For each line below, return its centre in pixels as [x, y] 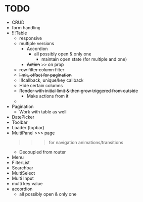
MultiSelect [23, 173]
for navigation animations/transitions [86, 142]
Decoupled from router [43, 152]
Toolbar [20, 122]
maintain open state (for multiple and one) [84, 59]
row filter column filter [42, 69]
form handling [26, 27]
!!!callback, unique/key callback [51, 80]
